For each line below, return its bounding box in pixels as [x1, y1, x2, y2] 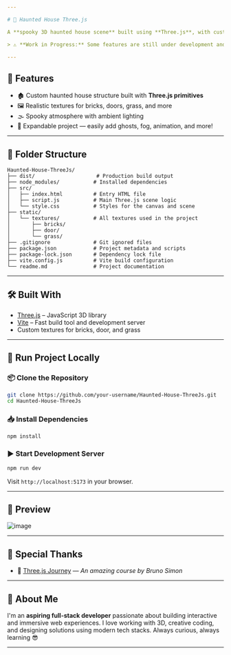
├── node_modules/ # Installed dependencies [7, 179, 168, 185]
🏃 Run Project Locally [7, 352, 100, 364]
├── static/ [7, 209, 41, 216]
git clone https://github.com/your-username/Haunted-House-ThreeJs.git [7, 391, 217, 399]
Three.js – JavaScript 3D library [16, 311, 107, 319]
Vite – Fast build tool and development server [16, 318, 146, 326]
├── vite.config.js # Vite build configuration [7, 257, 174, 264]
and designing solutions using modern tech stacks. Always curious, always [7, 626, 220, 634]
